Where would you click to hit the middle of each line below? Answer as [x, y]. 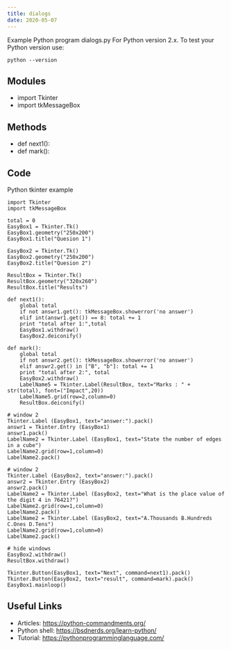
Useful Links [35, 606]
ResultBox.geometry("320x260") [52, 281]
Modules [27, 81]
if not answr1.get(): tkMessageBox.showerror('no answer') [107, 312]
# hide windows [29, 548]
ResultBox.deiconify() [52, 403]
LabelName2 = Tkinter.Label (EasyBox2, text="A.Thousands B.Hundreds [110, 518]
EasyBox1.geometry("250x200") [51, 233]
